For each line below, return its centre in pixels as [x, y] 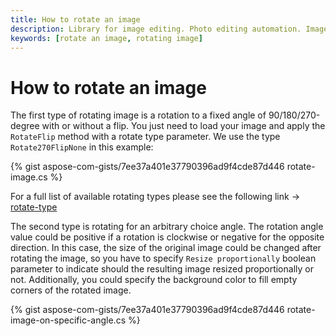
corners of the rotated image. [71, 290]
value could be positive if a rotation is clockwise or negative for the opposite [167, 237]
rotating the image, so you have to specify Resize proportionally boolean [163, 258]
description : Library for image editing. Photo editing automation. [156, 29]
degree [25, 126]
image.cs [29, 177]
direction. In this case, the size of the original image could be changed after [166, 248]
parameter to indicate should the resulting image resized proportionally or [162, 269]
